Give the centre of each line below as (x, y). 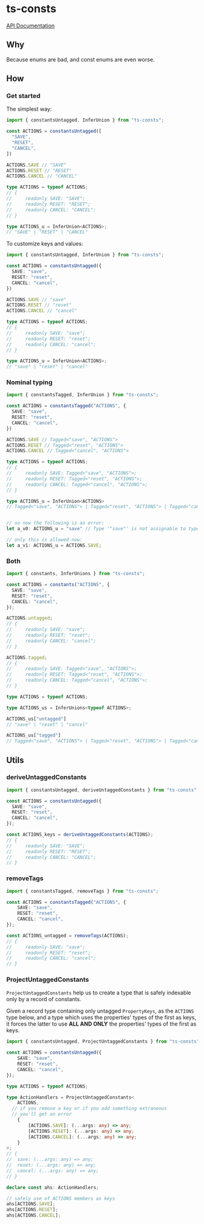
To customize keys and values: (45, 244)
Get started (23, 96)
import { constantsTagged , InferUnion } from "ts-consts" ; (83, 395)
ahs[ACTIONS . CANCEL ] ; (34, 1215)
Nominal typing (29, 382)
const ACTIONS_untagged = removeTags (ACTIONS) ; (68, 935)
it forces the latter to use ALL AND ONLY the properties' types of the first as (101, 1024)
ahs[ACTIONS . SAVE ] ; (31, 1204)
